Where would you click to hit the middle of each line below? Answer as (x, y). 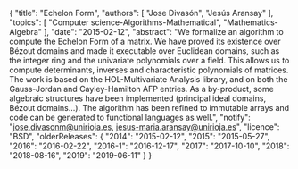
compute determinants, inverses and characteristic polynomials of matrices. (149, 70)
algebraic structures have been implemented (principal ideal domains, (137, 98)
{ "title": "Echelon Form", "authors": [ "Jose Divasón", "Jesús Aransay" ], (141, 13)
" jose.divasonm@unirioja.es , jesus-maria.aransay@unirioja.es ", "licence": (145, 127)
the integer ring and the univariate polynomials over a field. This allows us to (149, 60)
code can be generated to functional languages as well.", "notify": (130, 117)
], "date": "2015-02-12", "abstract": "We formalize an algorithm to (163, 32)
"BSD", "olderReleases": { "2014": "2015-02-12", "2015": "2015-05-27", (140, 136)
